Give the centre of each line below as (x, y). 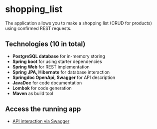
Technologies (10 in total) (45, 44)
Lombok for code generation (42, 88)
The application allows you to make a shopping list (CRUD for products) (78, 23)
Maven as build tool (33, 93)
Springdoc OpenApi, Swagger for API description (64, 77)
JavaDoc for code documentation (47, 82)
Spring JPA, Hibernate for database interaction (61, 72)
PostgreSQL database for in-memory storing (59, 56)
